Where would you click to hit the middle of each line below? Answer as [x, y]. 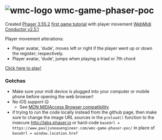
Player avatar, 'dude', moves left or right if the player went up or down [82, 48]
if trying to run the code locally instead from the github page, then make [84, 112]
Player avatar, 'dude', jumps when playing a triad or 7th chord [74, 58]
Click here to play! [23, 68]
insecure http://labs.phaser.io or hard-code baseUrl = [66, 123]
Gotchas [15, 81]
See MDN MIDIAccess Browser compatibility [64, 107]
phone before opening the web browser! [53, 97]
